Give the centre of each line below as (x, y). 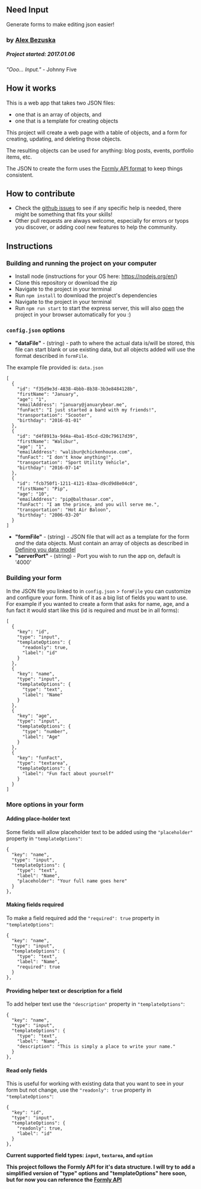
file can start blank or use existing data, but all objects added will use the (105, 349)
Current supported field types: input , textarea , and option (79, 1155)
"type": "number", (45, 731)
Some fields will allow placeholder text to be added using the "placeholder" (100, 832)
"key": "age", (34, 716)
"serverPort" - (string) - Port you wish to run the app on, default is (98, 556)
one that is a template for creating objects (67, 121)
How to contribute (41, 194)
